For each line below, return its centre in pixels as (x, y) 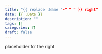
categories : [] (21, 28)
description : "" (22, 19)
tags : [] (14, 23)
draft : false (18, 32)
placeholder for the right (30, 46)
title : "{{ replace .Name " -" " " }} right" (51, 10)
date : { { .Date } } (24, 14)
